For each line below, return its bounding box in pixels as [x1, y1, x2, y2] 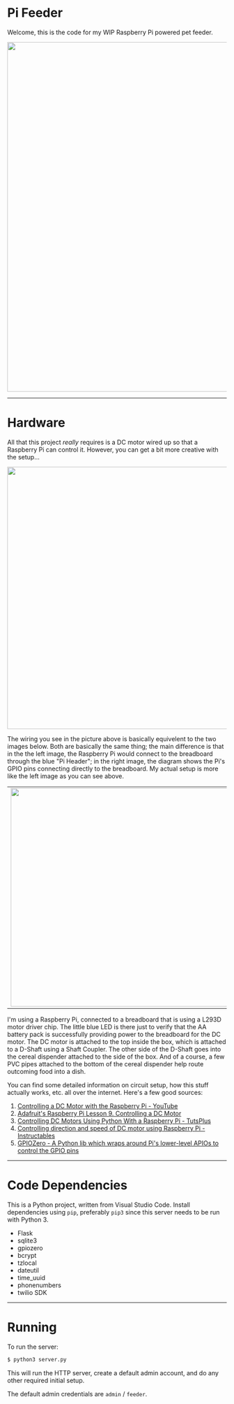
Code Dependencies [7, 1177, 127, 1194]
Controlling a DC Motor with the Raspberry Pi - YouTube [17, 1101, 178, 1110]
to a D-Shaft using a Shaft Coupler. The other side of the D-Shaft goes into [7, 1045, 221, 1053]
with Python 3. [7, 1215, 49, 1224]
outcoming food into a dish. [7, 1067, 86, 1075]
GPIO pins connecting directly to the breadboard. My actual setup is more [7, 764, 219, 773]
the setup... [7, 452, 40, 461]
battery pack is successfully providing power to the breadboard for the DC [7, 1030, 221, 1038]
